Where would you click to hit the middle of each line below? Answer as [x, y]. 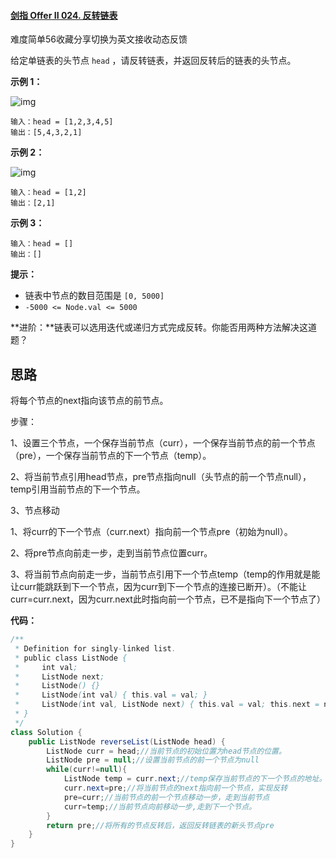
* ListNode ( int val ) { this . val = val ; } [111, 695]
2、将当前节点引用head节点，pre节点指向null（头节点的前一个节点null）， [161, 477]
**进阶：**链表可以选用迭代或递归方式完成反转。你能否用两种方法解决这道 [164, 327]
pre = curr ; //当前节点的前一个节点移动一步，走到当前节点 [166, 797]
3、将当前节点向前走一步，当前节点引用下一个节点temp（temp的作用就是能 [165, 574]
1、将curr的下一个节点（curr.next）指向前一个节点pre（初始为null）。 [151, 532]
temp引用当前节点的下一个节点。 [78, 489]
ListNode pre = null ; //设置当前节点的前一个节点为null [153, 760]
